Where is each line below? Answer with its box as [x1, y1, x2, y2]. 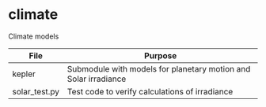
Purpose [143, 50, 177, 61]
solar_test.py [12, 86, 60, 97]
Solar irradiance [66, 73, 127, 84]
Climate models [8, 31, 59, 41]
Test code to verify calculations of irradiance [66, 86, 234, 97]
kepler [12, 68, 36, 79]
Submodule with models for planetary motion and [66, 63, 251, 74]
